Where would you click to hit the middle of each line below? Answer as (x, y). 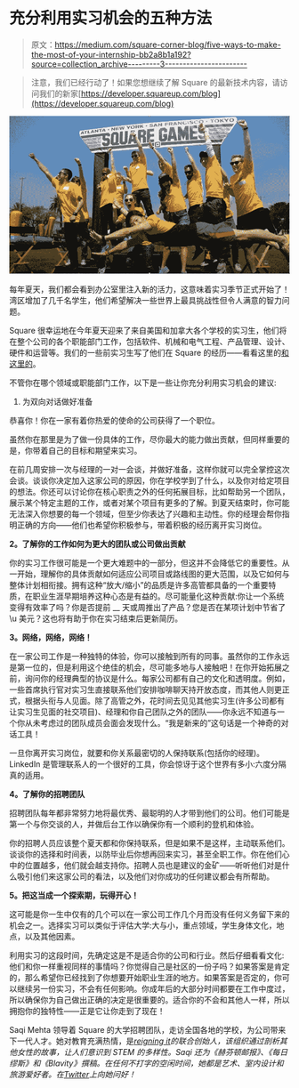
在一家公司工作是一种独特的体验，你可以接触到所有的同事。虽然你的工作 (141, 657)
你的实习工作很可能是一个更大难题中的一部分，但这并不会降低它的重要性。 (145, 563)
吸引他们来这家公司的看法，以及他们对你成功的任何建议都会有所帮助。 (145, 876)
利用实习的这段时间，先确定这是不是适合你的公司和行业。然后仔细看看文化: (147, 955)
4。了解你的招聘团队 (47, 794)
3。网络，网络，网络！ (51, 638)
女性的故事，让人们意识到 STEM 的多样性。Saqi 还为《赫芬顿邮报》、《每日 (152, 1052)
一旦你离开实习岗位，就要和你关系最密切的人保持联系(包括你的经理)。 (137, 754)
